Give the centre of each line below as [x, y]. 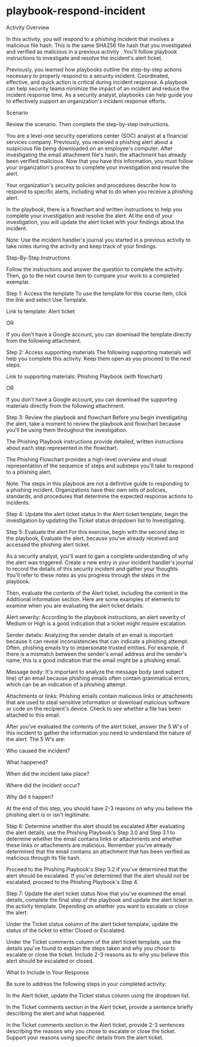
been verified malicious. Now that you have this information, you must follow [100, 161]
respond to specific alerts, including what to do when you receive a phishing [99, 191]
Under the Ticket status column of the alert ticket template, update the [92, 924]
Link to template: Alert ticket [41, 311]
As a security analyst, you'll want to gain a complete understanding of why [97, 556]
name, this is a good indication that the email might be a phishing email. [94, 660]
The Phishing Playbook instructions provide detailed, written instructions [95, 441]
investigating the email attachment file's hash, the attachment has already [97, 154]
